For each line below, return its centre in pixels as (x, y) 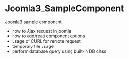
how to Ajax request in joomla (42, 31)
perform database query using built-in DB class (59, 51)
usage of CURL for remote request (46, 41)
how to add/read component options (48, 36)
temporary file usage (33, 46)
